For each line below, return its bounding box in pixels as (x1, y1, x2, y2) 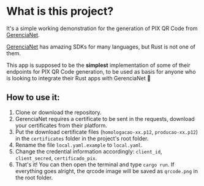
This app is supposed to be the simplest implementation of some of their (6, 61, 191, 69)
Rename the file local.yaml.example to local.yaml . (15, 141, 143, 149)
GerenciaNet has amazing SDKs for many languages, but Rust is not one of (6, 43, 196, 50)
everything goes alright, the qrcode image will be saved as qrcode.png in (15, 167, 198, 174)
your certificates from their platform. (15, 122, 107, 129)
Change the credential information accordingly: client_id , (15, 147, 162, 155)
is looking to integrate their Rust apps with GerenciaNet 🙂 (6, 74, 151, 82)
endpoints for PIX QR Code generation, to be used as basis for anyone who (6, 68, 196, 75)
